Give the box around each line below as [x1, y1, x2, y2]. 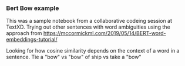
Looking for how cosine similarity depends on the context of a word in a [6, 47, 180, 54]
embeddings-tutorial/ [6, 36, 58, 43]
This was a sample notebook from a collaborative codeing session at [6, 18, 172, 25]
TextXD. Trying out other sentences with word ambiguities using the [6, 23, 170, 30]
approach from [6, 30, 42, 37]
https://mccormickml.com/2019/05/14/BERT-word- [43, 30, 166, 37]
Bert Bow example [6, 4, 59, 12]
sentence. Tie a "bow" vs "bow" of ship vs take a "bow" [6, 54, 142, 61]
